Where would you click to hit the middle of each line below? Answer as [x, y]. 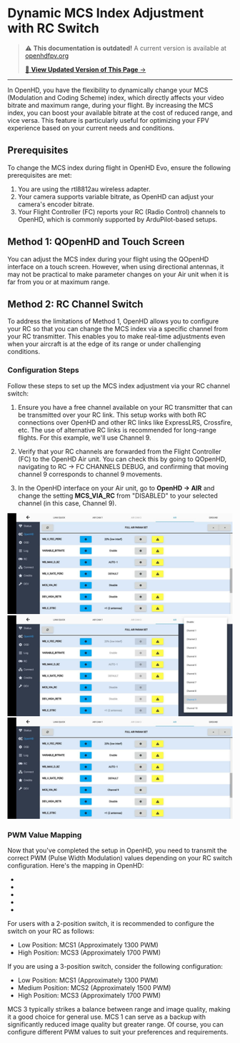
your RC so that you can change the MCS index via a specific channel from [118, 329]
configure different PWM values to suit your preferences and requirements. [118, 1032]
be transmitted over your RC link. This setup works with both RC [112, 415]
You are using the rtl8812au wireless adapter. [84, 189]
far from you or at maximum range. [59, 282]
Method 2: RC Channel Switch [75, 304]
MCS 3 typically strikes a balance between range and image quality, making [119, 1009]
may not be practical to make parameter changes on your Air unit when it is [118, 274]
